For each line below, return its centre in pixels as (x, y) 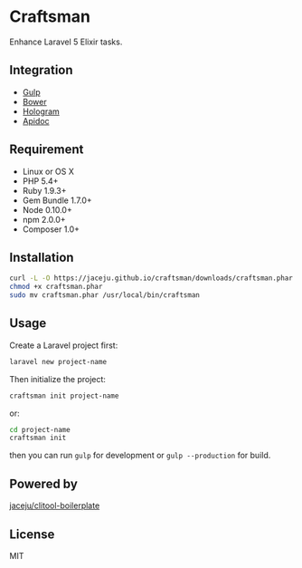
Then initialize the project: (58, 379)
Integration (42, 70)
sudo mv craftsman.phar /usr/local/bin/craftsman (105, 295)
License (32, 534)
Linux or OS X (48, 171)
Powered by (44, 483)
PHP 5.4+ (40, 181)
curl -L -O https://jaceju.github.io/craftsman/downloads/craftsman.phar (151, 278)
